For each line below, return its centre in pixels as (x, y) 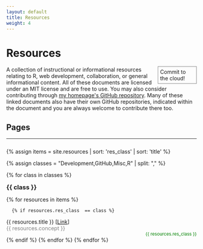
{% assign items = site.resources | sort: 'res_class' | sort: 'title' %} (89, 152)
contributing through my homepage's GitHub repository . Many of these (95, 95)
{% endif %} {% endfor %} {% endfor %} (57, 240)
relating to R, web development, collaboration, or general (77, 76)
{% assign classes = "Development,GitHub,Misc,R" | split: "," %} (86, 163)
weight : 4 (19, 23)
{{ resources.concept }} (36, 228)
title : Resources (28, 18)
